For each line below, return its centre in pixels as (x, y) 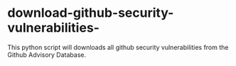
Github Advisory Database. (47, 55)
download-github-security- (91, 13)
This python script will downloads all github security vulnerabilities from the (118, 47)
